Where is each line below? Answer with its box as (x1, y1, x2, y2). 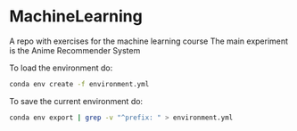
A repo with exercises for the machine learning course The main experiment (9, 36, 288, 46)
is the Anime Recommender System (9, 45, 141, 55)
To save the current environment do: (9, 95, 144, 106)
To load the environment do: (9, 62, 113, 73)
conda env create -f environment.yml (9, 79, 150, 88)
